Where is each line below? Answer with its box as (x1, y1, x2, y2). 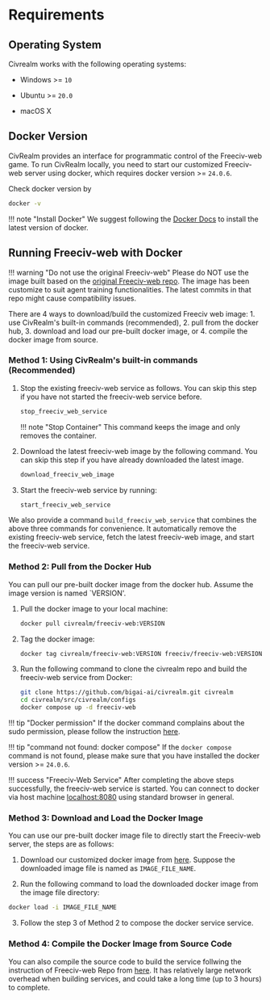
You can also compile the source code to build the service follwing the (8, 956, 242, 966)
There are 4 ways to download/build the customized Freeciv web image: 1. (8, 309, 255, 318)
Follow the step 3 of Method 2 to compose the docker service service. (19, 918, 254, 928)
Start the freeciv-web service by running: (19, 485, 157, 494)
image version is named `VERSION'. (8, 588, 127, 598)
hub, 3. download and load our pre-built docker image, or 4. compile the (8, 326, 248, 336)
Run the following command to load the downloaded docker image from (19, 879, 259, 889)
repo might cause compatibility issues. (8, 293, 137, 303)
